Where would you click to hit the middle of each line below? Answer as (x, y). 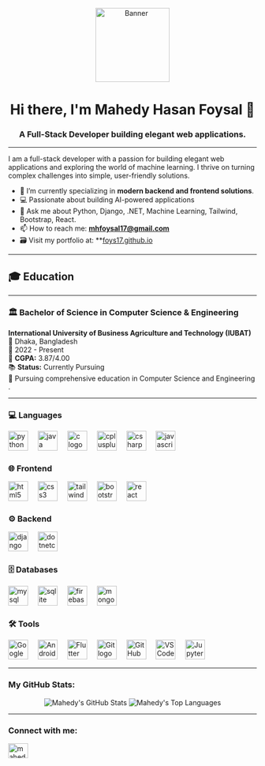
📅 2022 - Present (36, 349)
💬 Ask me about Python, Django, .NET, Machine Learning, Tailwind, (129, 211)
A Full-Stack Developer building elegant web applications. (132, 134)
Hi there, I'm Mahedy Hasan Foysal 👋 (132, 110)
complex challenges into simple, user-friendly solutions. (99, 176)
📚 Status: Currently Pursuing (56, 366)
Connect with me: (43, 730)
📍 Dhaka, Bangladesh (43, 341)
